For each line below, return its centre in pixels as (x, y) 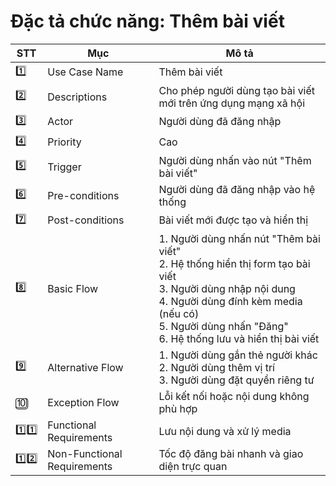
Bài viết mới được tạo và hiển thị (233, 220)
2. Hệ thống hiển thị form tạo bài (234, 263)
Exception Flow (83, 402)
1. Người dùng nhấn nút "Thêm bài (239, 238)
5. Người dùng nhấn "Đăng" (223, 326)
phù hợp (178, 408)
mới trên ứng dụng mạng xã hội (232, 103)
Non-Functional (85, 453)
